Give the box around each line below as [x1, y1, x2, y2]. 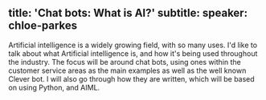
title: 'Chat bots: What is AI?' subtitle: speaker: [8, 6, 248, 20]
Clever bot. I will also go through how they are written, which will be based [8, 74, 255, 83]
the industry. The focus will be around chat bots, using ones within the [8, 57, 241, 66]
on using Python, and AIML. [8, 82, 100, 92]
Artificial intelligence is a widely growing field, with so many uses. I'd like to [8, 40, 258, 50]
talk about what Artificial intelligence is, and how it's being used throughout [8, 48, 258, 58]
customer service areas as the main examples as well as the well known [8, 66, 247, 75]
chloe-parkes [8, 19, 78, 33]
